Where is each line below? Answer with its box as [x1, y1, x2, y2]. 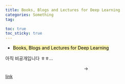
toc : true [5, 26, 27, 31]
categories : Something [5, 12, 54, 17]
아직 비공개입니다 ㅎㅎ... [5, 55, 53, 62]
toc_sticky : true [5, 31, 43, 36]
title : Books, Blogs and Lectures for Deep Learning [5, 7, 120, 13]
